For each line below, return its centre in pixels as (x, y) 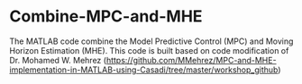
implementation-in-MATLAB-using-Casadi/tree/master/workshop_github (144, 70)
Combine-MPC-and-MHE (106, 17)
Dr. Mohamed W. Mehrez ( (58, 60)
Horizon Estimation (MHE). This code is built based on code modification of (149, 50)
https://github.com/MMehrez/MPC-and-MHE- (191, 60)
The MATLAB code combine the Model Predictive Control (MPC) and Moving (151, 41)
